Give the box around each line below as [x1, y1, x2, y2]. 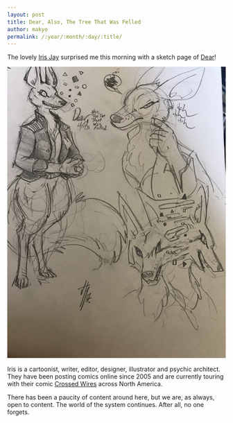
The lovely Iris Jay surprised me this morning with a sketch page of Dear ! [7, 53, 216, 62]
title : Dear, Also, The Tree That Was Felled [7, 18, 141, 26]
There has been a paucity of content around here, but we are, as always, [7, 393, 215, 402]
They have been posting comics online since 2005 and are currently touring [7, 372, 224, 381]
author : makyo [7, 26, 49, 33]
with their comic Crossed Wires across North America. [7, 380, 163, 388]
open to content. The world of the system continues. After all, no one [7, 401, 205, 409]
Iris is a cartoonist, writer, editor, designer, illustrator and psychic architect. [7, 365, 221, 374]
